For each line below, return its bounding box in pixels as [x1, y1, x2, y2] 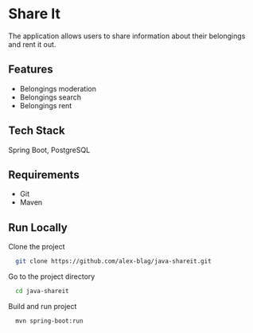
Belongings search [19, 92, 82, 102]
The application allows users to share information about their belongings [8, 31, 246, 41]
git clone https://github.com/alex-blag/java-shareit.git [15, 257, 212, 265]
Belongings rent [19, 100, 72, 110]
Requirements [8, 168, 80, 182]
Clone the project [8, 242, 65, 252]
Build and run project [8, 301, 77, 311]
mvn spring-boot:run [15, 316, 84, 325]
